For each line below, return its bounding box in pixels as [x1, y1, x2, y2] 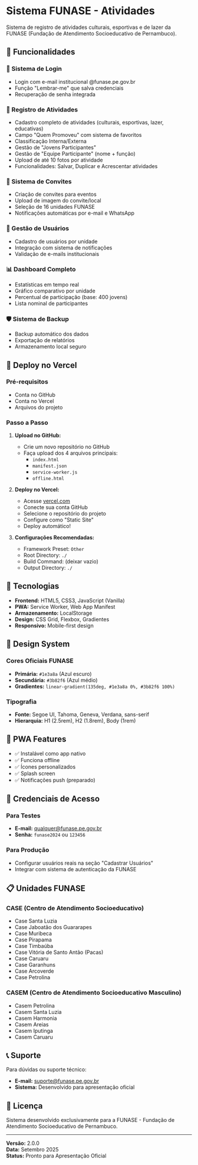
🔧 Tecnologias [6, 581, 60, 591]
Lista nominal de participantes [14, 300, 88, 307]
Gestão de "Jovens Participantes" [14, 143, 97, 151]
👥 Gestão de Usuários [6, 224, 70, 232]
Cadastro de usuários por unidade [14, 238, 98, 245]
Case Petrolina [14, 974, 51, 981]
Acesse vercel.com [23, 497, 71, 505]
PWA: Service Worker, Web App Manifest [14, 603, 115, 610]
